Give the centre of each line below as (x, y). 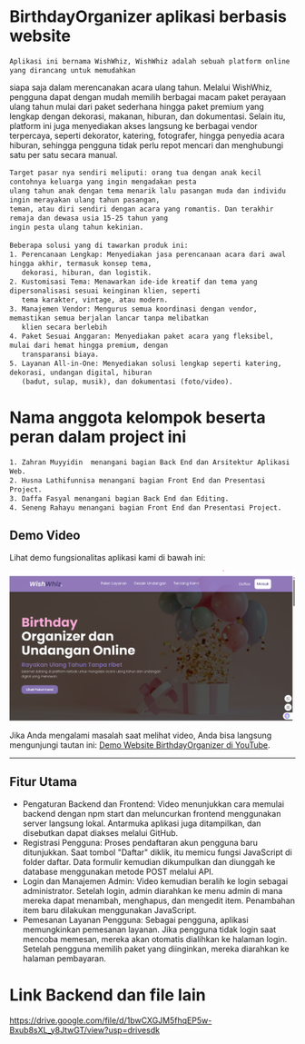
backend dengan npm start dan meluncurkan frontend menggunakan (152, 813)
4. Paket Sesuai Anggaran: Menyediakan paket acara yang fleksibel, (142, 336)
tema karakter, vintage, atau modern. (95, 300)
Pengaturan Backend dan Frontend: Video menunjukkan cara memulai (153, 804)
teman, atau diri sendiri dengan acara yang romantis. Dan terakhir (142, 209)
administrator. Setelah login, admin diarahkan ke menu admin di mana (152, 890)
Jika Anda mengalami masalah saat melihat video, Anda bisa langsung (141, 735)
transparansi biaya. (60, 354)
